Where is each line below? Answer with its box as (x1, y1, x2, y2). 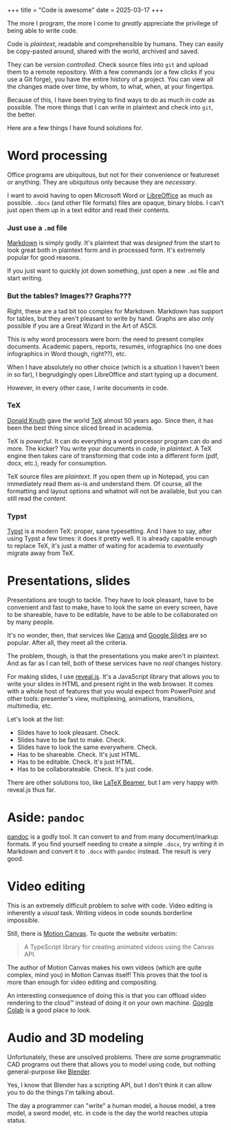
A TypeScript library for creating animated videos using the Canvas (23, 943, 214, 951)
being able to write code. (7, 27, 78, 34)
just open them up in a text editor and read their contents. (7, 206, 170, 214)
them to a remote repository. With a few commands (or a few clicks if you (7, 68, 215, 76)
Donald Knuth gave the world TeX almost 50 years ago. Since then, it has (7, 416, 214, 424)
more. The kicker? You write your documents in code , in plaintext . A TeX (7, 444, 212, 452)
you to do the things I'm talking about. (7, 1088, 115, 1096)
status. (7, 1116, 27, 1124)
